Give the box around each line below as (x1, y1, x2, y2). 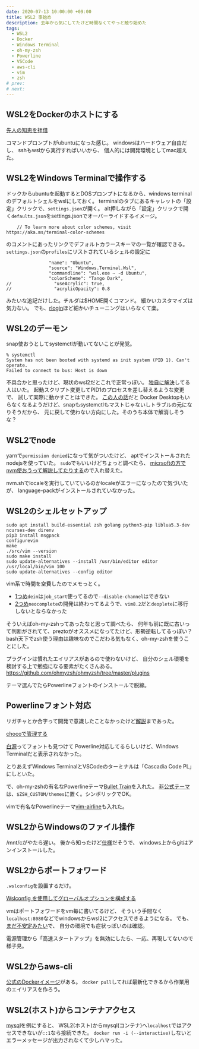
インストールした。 (11, 846, 58, 853)
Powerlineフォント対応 (6, 701, 91, 711)
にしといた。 (6, 770, 37, 777)
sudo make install (6, 553, 52, 559)
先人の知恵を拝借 (6, 126, 48, 134)
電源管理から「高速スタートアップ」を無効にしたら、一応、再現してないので (6, 935, 194, 942)
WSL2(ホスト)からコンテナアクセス (6, 1005, 136, 1015)
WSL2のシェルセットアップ (6, 506, 107, 516)
